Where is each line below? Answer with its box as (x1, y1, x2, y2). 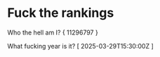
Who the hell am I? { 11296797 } (7, 28, 98, 37)
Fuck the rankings (7, 5, 114, 21)
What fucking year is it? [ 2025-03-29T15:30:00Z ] (7, 42, 154, 50)
